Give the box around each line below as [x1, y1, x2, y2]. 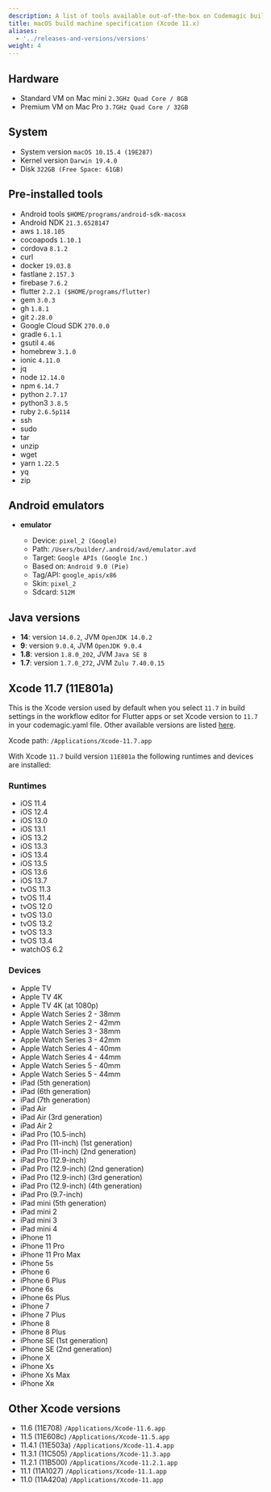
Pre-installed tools [8, 188, 103, 201]
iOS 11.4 [19, 798, 47, 809]
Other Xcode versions [8, 1401, 121, 1415]
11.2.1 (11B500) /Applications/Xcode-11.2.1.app [19, 1457, 178, 1468]
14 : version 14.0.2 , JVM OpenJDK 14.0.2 [19, 632, 153, 642]
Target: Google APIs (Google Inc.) [31, 553, 148, 563]
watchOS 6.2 [19, 945, 64, 954]
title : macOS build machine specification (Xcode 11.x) [8, 19, 200, 27]
